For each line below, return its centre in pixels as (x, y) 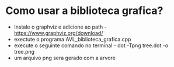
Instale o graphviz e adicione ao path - (60, 27)
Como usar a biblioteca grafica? (84, 11)
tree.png (24, 51)
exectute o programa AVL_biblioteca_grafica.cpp (72, 39)
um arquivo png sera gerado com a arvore (65, 58)
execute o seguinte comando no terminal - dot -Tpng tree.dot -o (91, 45)
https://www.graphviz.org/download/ (58, 33)
